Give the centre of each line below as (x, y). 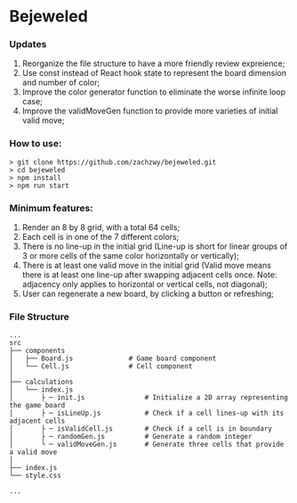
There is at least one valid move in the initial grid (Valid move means (146, 266)
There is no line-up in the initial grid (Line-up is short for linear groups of (155, 246)
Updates (28, 45)
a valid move (33, 452)
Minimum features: (51, 208)
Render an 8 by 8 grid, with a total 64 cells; (101, 227)
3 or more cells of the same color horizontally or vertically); (131, 256)
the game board (37, 406)
